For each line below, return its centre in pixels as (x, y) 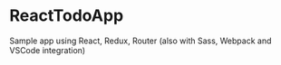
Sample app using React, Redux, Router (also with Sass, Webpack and (140, 41)
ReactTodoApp (67, 16)
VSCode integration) (48, 50)
